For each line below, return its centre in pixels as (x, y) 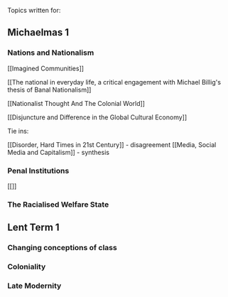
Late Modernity (34, 286)
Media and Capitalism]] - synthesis (59, 152)
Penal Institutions (38, 171)
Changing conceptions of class (62, 248)
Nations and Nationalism (51, 53)
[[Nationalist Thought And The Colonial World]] (76, 103)
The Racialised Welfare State (58, 204)
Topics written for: (34, 10)
